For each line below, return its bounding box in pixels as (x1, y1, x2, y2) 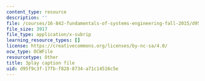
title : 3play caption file (6, 60, 75, 66)
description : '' (6, 15, 48, 21)
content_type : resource (6, 9, 67, 15)
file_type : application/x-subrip (6, 32, 92, 38)
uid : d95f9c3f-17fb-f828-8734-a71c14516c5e (6, 65, 119, 72)
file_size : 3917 (6, 26, 48, 32)
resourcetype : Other (6, 54, 59, 60)
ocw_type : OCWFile (6, 49, 53, 55)
